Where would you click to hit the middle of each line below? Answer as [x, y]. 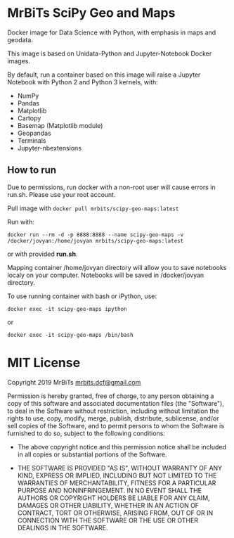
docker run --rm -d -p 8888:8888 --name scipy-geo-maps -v [96, 235]
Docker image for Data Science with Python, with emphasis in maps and [112, 32]
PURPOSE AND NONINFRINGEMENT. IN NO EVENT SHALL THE [110, 490]
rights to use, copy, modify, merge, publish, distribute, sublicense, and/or [113, 418]
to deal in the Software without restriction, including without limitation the [113, 411]
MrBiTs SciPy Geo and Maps [91, 13]
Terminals [32, 140]
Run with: [21, 222]
